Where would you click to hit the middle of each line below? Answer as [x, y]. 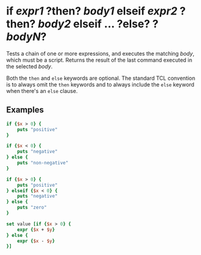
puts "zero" [32, 208]
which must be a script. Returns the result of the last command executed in [99, 60]
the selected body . [29, 66]
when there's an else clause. [42, 91]
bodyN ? [26, 37]
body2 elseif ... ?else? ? [98, 24]
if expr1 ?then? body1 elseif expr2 [92, 11]
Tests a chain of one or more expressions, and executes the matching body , [100, 53]
